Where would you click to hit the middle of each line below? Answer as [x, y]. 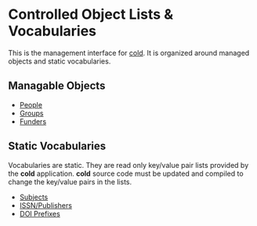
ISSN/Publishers [46, 205]
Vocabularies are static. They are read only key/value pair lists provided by [128, 165]
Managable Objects [57, 86]
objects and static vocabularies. [60, 61]
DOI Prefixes [40, 213]
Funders [33, 121]
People [31, 104]
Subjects [34, 197]
